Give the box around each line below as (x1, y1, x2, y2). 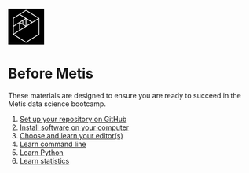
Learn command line (19, 139, 86, 149)
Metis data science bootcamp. (8, 99, 106, 109)
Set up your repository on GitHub (19, 114, 127, 123)
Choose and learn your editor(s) (19, 131, 123, 140)
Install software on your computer (19, 123, 130, 132)
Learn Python (19, 147, 64, 157)
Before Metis (8, 64, 94, 83)
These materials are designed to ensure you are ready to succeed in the (8, 90, 241, 100)
